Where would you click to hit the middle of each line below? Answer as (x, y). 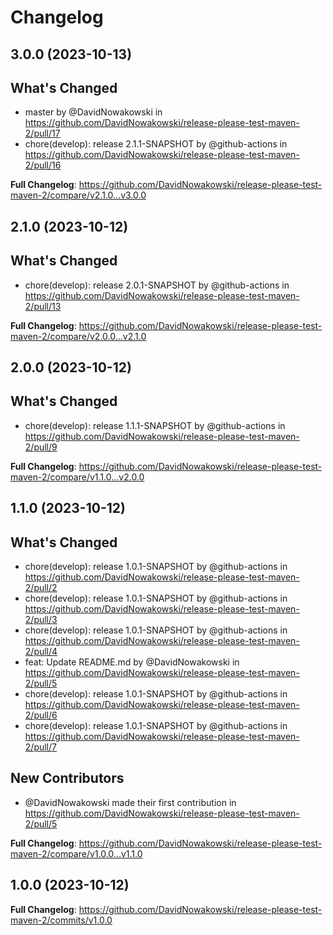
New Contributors (67, 778)
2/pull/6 (41, 715)
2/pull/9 (41, 447)
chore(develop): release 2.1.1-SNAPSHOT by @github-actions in (156, 144)
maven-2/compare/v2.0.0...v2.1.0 (78, 336)
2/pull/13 (43, 306)
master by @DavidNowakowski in (93, 112)
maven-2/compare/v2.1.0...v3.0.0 (78, 195)
